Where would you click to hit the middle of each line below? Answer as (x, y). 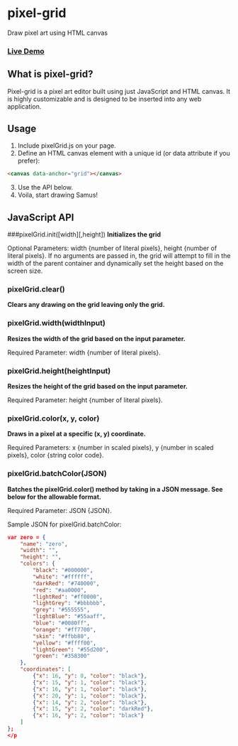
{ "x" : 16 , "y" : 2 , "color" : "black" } (89, 715)
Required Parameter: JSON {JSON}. (59, 510)
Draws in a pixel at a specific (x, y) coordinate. (77, 434)
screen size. (25, 271)
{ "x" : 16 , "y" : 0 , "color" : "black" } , (90, 676)
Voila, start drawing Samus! (57, 195)
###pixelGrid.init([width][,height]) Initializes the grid (84, 234)
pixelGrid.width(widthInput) (57, 323)
